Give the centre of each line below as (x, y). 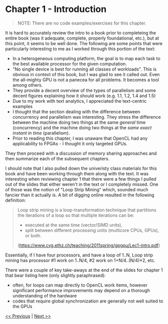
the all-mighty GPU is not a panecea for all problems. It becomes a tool (86, 80)
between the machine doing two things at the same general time (79, 122)
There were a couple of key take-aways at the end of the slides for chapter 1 (84, 270)
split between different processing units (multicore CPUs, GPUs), (92, 230)
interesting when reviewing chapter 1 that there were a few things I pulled (81, 179)
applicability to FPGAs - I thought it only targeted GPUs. (70, 143)
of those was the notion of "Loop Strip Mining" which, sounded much (77, 189)
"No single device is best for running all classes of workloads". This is (85, 69)
